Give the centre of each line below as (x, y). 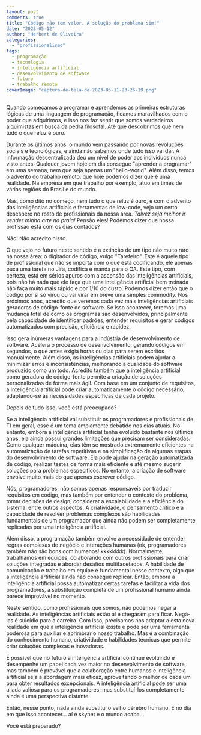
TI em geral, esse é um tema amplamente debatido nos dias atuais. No (93, 426)
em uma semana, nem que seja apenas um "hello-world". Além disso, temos (100, 170)
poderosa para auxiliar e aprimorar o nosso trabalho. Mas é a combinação (97, 633)
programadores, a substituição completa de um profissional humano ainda (98, 589)
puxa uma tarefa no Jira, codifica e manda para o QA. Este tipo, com (91, 269)
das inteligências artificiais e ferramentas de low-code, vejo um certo (92, 207)
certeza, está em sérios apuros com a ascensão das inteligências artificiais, (100, 275)
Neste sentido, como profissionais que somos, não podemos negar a (91, 607)
